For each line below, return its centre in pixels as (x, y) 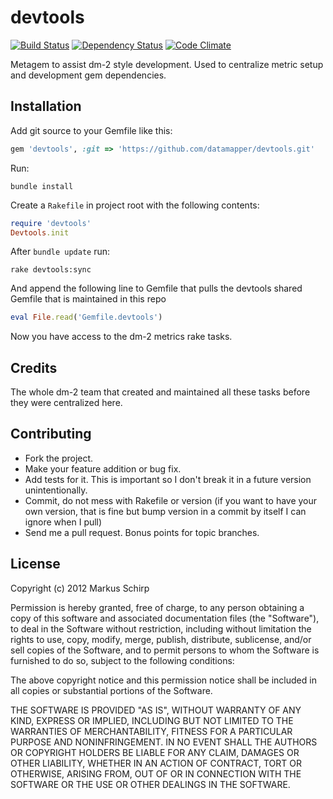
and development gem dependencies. (88, 75)
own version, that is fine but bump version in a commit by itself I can (165, 511)
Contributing (51, 434)
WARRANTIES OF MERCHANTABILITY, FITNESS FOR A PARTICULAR (151, 731)
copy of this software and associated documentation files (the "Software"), (165, 618)
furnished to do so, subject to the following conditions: (122, 660)
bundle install (42, 186)
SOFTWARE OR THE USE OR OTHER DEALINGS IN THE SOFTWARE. (150, 784)
